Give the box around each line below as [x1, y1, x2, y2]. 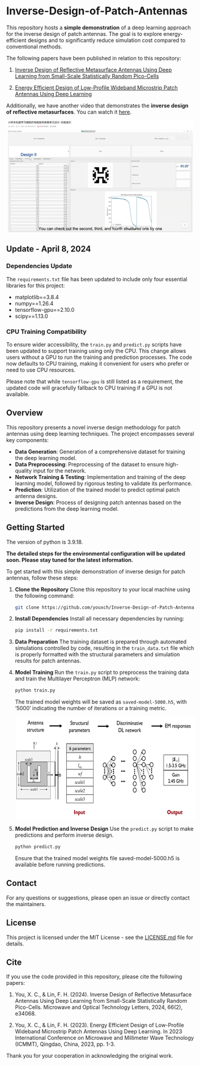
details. [6, 940, 24, 947]
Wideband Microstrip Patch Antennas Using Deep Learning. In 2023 [14, 1028, 183, 1035]
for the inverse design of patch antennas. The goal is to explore [6, 30, 162, 37]
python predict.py [14, 844, 61, 850]
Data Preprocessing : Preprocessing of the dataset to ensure [14, 461, 164, 468]
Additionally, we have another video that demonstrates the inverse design [6, 102, 189, 109]
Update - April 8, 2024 [6, 244, 91, 254]
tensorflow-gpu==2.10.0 [14, 306, 75, 313]
